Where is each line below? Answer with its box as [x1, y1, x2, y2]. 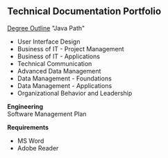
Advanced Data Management [17, 67, 101, 75]
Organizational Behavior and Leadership [17, 89, 133, 97]
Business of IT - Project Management [17, 44, 124, 53]
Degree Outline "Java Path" [7, 24, 85, 32]
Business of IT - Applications [17, 52, 101, 60]
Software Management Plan [7, 109, 87, 118]
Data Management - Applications [17, 81, 112, 89]
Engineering [7, 102, 44, 110]
